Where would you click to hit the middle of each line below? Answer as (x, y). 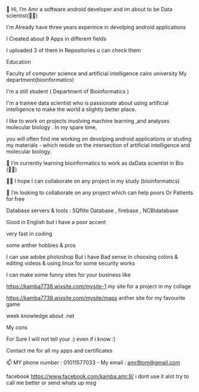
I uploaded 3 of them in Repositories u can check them (74, 50)
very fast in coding (29, 234)
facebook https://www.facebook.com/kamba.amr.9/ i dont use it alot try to (98, 376)
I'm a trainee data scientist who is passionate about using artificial (88, 103)
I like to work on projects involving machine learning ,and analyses (88, 121)
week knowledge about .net (40, 316)
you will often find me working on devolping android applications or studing (99, 139)
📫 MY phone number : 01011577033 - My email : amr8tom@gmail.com (93, 362)
